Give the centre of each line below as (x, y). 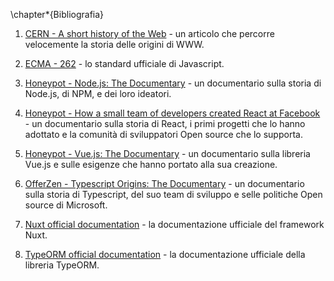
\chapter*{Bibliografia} (57, 14)
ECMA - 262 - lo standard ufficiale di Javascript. (124, 63)
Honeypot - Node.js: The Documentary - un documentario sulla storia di (173, 83)
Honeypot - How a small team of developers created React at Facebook (172, 113)
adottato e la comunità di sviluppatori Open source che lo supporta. (163, 134)
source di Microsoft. (66, 205)
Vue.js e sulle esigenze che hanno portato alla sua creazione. (151, 164)
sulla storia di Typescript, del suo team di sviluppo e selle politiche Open (173, 194)
